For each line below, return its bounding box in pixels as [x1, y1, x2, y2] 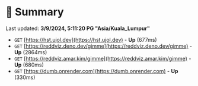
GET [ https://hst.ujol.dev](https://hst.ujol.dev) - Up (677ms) [14, 36, 158, 43]
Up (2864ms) [14, 48, 47, 55]
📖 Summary [5, 5, 64, 19]
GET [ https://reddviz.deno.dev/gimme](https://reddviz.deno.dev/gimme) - [14, 42, 193, 49]
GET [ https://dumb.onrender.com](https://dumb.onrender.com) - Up [14, 67, 178, 74]
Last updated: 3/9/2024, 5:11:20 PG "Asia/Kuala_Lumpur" [5, 25, 151, 32]
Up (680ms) [14, 61, 44, 68]
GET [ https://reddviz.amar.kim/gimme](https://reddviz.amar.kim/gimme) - [14, 55, 191, 62]
